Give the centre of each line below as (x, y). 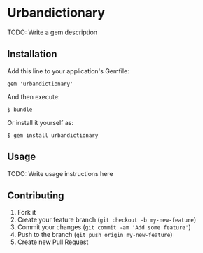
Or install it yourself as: (40, 122)
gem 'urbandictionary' (40, 84)
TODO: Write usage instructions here (60, 173)
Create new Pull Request (53, 242)
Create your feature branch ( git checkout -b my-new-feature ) (107, 220)
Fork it (27, 212)
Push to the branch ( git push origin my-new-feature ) (95, 235)
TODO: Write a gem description (52, 32)
